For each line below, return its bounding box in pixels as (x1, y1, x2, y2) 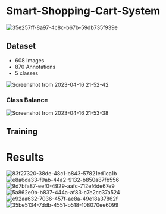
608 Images (14, 56, 45, 64)
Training (6, 127, 38, 137)
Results (6, 150, 45, 164)
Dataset (6, 41, 36, 51)
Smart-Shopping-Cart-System (6, 4, 161, 18)
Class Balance (6, 96, 49, 104)
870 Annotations (14, 63, 56, 70)
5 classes (14, 70, 39, 77)
